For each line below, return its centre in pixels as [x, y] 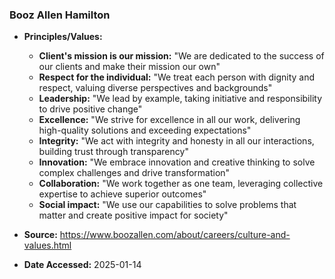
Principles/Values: [63, 37]
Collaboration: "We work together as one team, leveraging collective [181, 184]
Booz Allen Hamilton [60, 15]
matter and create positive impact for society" [133, 215]
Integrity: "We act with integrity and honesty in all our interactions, [176, 141]
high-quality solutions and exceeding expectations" [145, 130]
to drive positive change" [90, 109]
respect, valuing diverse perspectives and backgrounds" [155, 88]
